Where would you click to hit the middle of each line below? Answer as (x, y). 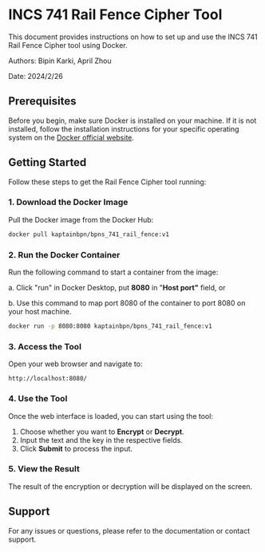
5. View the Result (44, 469)
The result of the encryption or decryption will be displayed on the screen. (131, 486)
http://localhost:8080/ (48, 379)
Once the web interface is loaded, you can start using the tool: (111, 416)
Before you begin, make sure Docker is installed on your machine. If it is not (132, 120)
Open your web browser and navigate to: (75, 364)
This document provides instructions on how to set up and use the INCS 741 (133, 37)
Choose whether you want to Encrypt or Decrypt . (102, 432)
